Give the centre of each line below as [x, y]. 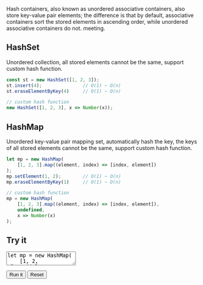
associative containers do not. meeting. [56, 28]
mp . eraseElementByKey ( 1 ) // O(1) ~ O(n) [64, 182]
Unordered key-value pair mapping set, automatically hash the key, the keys [102, 142]
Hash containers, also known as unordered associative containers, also [96, 9]
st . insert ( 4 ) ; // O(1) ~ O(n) [64, 85]
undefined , [31, 210]
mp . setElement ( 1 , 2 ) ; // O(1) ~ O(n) [64, 176]
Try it [16, 240]
